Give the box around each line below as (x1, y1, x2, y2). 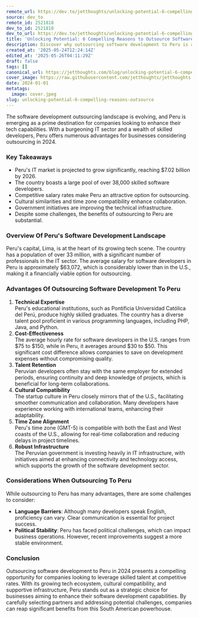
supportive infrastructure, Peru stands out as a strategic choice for (6, 587, 168, 594)
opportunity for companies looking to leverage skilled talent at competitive (6, 574, 187, 581)
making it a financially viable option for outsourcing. (6, 270, 132, 277)
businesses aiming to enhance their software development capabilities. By (6, 593, 187, 600)
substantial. (14, 217, 43, 224)
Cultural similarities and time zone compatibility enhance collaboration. (14, 198, 187, 205)
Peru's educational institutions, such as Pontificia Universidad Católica (14, 304, 186, 311)
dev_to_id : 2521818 (6, 25, 54, 31)
